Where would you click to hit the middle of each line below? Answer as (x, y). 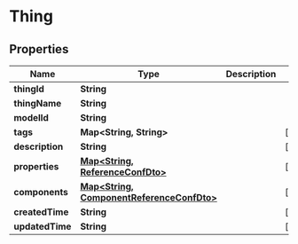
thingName (38, 103)
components (41, 192)
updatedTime (43, 226)
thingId (29, 89)
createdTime (41, 212)
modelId (31, 118)
